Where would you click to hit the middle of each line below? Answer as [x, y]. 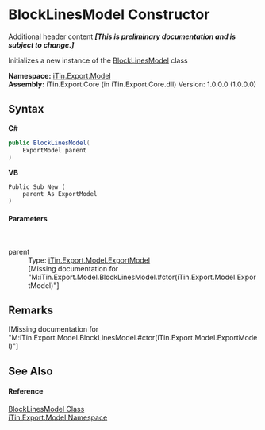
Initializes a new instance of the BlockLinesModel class [98, 60]
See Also [31, 371]
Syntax [26, 109]
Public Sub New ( [37, 187]
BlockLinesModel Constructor [109, 15]
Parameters [28, 218]
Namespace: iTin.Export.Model [60, 75]
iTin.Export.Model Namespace [58, 417]
